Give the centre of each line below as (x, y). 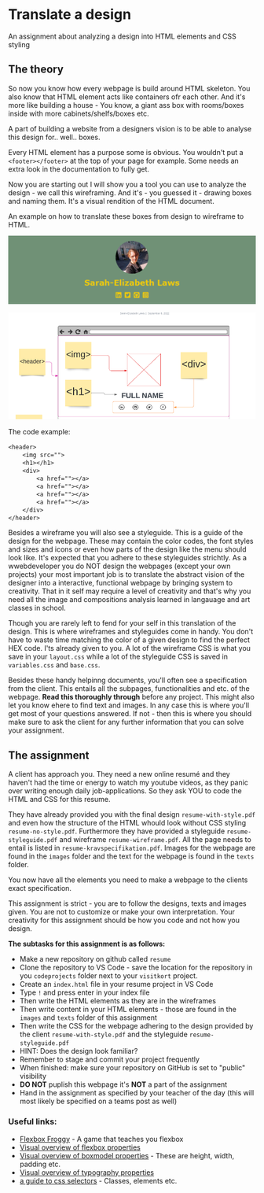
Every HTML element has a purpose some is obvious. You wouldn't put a (126, 152)
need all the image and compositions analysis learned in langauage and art (129, 600)
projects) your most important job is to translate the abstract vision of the (126, 574)
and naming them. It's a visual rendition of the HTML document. (111, 201)
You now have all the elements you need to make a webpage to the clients (128, 880)
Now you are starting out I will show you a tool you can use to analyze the (127, 184)
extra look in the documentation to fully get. (79, 169)
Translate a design (70, 15)
